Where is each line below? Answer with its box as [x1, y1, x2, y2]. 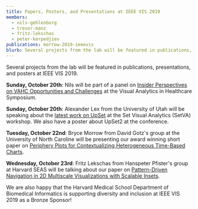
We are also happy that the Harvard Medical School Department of [6, 184, 169, 191]
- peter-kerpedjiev [11, 36, 60, 42]
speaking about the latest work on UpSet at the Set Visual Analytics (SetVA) [6, 111, 191, 118]
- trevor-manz [11, 25, 46, 31]
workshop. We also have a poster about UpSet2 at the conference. [6, 118, 169, 125]
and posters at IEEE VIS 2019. [6, 69, 78, 77]
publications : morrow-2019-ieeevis [6, 42, 94, 48]
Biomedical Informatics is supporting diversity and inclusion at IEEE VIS [6, 190, 180, 197]
